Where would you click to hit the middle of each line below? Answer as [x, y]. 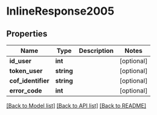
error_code [26, 91]
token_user [26, 71]
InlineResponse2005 [60, 11]
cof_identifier [30, 81]
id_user [20, 61]
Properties [27, 34]
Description [97, 51]
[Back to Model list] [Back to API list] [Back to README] [76, 106]
